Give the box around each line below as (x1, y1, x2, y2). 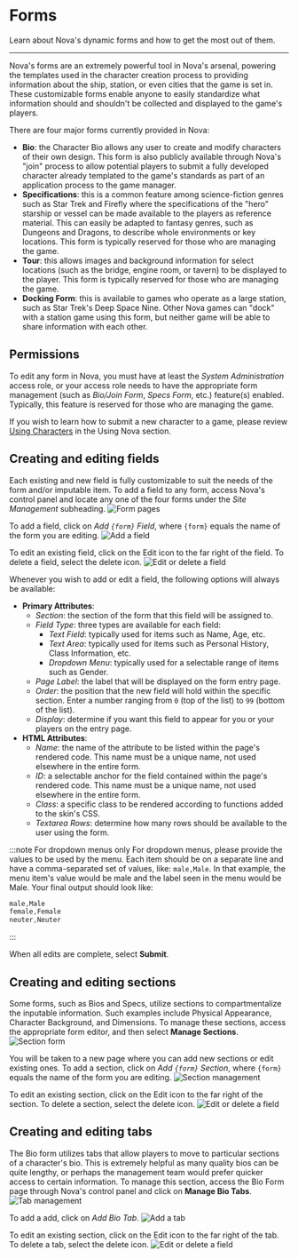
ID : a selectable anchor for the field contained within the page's (35, 770, 268, 781)
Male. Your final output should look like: (9, 881, 153, 893)
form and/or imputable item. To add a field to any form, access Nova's (9, 484, 266, 495)
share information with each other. (21, 321, 148, 331)
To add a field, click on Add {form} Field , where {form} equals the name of (9, 521, 281, 531)
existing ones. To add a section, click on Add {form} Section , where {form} (9, 1063, 282, 1073)
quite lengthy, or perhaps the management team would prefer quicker (9, 1166, 263, 1177)
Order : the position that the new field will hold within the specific (35, 685, 271, 696)
